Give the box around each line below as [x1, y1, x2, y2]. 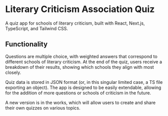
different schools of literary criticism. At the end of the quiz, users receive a [5, 59, 162, 65]
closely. [5, 69, 22, 75]
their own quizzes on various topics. [5, 104, 81, 111]
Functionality [5, 40, 48, 49]
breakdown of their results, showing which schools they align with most [5, 64, 154, 70]
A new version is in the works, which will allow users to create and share [5, 99, 156, 105]
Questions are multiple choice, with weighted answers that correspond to [5, 53, 158, 59]
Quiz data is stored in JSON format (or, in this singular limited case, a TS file [5, 79, 163, 85]
